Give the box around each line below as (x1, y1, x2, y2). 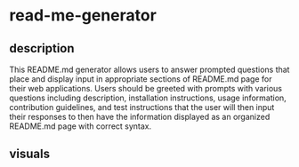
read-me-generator (9, 5, 158, 26)
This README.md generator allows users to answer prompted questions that (9, 64, 290, 75)
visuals (9, 147, 51, 162)
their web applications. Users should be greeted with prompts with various (9, 83, 283, 93)
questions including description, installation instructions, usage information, (9, 92, 287, 103)
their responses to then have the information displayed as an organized (9, 112, 271, 122)
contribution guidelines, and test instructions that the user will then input (9, 102, 275, 112)
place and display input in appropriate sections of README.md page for (9, 74, 272, 84)
